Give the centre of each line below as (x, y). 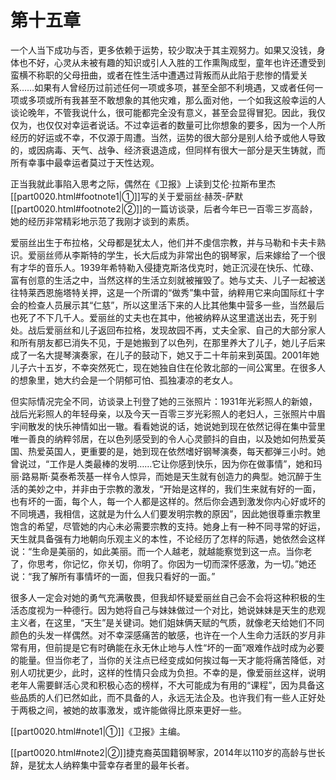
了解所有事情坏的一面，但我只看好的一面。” (128, 576)
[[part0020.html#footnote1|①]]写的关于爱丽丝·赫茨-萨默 (127, 196)
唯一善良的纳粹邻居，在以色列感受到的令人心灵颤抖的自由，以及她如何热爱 (163, 438)
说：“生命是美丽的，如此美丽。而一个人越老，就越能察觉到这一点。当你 (157, 551)
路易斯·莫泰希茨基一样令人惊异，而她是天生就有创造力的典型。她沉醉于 (167, 476)
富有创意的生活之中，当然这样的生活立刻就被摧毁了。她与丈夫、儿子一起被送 (168, 280)
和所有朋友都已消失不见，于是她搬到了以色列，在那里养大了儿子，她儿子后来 (168, 342)
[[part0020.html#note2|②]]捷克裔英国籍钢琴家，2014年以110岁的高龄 (155, 752)
